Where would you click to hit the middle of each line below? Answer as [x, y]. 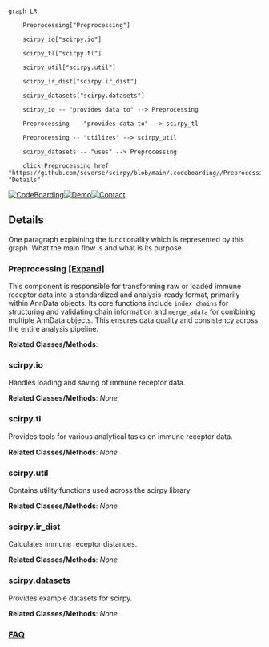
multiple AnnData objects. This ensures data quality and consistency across [133, 320]
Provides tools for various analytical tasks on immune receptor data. [121, 436]
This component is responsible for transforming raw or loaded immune [125, 287]
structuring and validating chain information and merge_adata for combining [132, 312]
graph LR [23, 11]
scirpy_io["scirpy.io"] [62, 39]
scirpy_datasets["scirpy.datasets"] [84, 96]
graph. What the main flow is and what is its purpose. [96, 248]
